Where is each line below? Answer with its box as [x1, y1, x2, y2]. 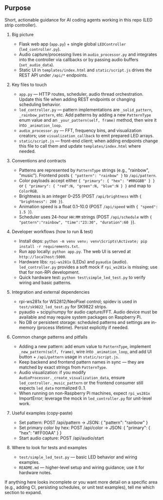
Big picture [11, 31, 34, 37]
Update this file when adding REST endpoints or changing [19, 96, 136, 102]
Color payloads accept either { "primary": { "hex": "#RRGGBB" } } [19, 177, 155, 183]
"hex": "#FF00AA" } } [19, 430, 62, 435]
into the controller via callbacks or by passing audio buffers [19, 56, 139, 63]
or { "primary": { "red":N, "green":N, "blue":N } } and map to [19, 183, 151, 189]
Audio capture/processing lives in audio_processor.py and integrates [19, 51, 157, 57]
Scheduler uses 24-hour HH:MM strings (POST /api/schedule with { [19, 214, 152, 219]
